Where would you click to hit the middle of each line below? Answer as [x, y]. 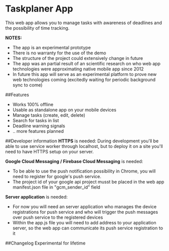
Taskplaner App [39, 9]
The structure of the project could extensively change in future [78, 58]
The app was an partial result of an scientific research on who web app [86, 63]
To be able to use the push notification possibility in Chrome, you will [84, 171]
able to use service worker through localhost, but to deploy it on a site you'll [84, 146]
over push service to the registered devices [58, 217]
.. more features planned [38, 131]
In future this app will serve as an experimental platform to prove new [84, 74]
